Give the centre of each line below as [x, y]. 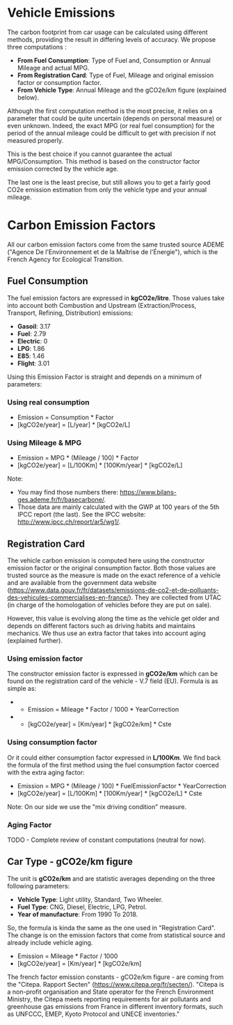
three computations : [37, 47]
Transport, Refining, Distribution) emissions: [70, 313]
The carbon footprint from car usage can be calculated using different [107, 32]
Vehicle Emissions [61, 13]
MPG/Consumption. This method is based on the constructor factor [104, 161]
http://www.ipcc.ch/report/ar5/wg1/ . [69, 522]
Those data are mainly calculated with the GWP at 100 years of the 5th [118, 507]
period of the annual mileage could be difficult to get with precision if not [112, 133]
